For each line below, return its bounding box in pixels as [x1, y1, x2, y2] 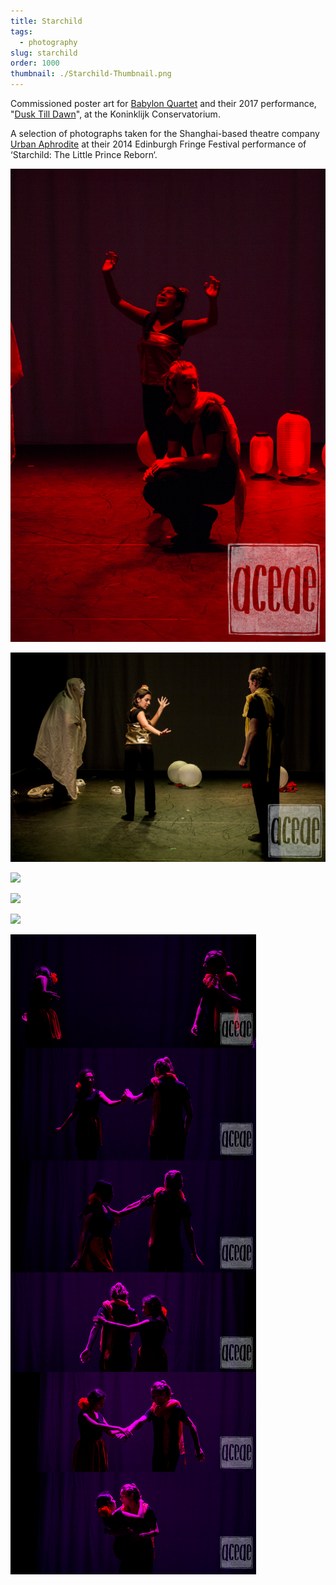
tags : [10, 26, 33, 37]
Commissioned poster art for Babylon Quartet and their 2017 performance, [10, 98, 317, 109]
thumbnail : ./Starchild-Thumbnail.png [10, 69, 172, 79]
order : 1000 [10, 58, 60, 69]
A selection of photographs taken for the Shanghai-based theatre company [10, 128, 320, 139]
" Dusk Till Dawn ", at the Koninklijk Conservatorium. [10, 108, 221, 120]
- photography [19, 37, 78, 47]
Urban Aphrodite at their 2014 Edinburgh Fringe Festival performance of [10, 138, 307, 150]
